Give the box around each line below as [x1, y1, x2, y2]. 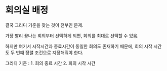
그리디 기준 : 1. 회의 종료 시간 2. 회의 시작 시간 [5, 60, 96, 66]
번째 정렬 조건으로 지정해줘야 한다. [16, 49, 83, 55]
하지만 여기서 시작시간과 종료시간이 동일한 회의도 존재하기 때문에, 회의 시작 [5, 43, 153, 49]
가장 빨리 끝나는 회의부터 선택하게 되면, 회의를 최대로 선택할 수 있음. [5, 32, 139, 38]
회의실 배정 [5, 4, 49, 16]
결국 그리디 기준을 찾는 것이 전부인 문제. [5, 22, 83, 28]
